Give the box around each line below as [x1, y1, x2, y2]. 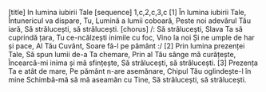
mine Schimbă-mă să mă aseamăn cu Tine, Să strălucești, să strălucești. [8, 75, 247, 84]
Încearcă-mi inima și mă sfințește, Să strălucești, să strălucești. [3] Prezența [8, 58, 258, 67]
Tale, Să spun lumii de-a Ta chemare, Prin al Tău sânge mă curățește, [8, 50, 236, 59]
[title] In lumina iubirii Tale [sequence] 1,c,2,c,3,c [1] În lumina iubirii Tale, [8, 8, 247, 17]
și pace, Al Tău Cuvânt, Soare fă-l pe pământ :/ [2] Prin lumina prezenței [8, 41, 245, 51]
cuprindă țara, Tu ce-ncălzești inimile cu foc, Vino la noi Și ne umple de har [8, 33, 256, 42]
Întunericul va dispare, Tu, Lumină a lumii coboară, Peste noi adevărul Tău [8, 16, 252, 25]
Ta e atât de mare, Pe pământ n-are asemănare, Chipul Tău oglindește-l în [8, 67, 252, 75]
